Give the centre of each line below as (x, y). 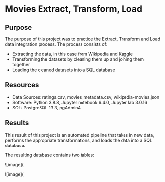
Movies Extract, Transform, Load (74, 9)
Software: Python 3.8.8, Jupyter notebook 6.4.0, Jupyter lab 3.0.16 (80, 102)
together (21, 64)
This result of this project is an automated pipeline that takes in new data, (80, 135)
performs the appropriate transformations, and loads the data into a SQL (79, 140)
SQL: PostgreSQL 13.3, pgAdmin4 (46, 108)
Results (17, 123)
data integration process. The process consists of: (56, 44)
